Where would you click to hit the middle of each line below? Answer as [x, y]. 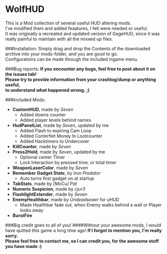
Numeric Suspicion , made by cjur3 [49, 189]
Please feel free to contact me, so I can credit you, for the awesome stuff [82, 241]
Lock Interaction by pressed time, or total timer [68, 162]
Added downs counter [43, 115]
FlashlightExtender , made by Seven [50, 194]
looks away [31, 210]
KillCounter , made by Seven [42, 146]
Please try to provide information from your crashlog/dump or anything [81, 79]
